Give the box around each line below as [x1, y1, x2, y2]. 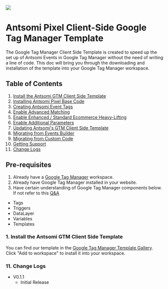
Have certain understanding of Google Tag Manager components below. [12, 184, 162, 190]
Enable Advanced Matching [12, 109, 70, 115]
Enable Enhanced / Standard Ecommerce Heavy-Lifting [12, 114, 127, 120]
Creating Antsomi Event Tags [12, 103, 73, 110]
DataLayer [12, 210, 34, 216]
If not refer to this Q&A [12, 190, 59, 196]
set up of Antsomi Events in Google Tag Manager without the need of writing [5, 54, 163, 60]
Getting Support [12, 141, 46, 147]
